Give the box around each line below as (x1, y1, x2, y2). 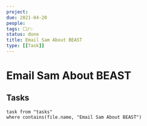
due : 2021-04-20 (6, 15, 47, 21)
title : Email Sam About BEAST (6, 37, 83, 43)
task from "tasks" (6, 108, 53, 115)
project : (6, 8, 28, 15)
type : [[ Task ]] (6, 43, 45, 49)
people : (6, 20, 26, 26)
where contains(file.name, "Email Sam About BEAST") (6, 114, 142, 120)
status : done (6, 31, 39, 38)
